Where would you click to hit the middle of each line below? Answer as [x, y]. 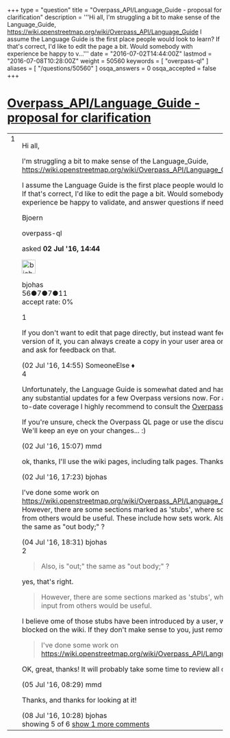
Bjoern [32, 218]
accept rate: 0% [48, 301]
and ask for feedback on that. [69, 349]
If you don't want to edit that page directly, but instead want [117, 332]
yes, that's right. [48, 581]
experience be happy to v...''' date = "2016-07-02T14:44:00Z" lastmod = [110, 54]
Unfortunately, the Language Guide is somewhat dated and [116, 389]
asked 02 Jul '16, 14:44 [61, 249]
